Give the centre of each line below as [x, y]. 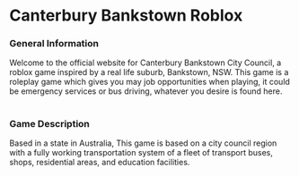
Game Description [49, 123]
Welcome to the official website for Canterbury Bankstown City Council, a [145, 63]
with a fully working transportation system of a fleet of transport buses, [141, 153]
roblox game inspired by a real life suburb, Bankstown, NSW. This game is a [149, 72]
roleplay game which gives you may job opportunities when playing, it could [149, 82]
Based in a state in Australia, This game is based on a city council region [143, 143]
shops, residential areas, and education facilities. [100, 163]
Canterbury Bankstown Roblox [126, 16]
